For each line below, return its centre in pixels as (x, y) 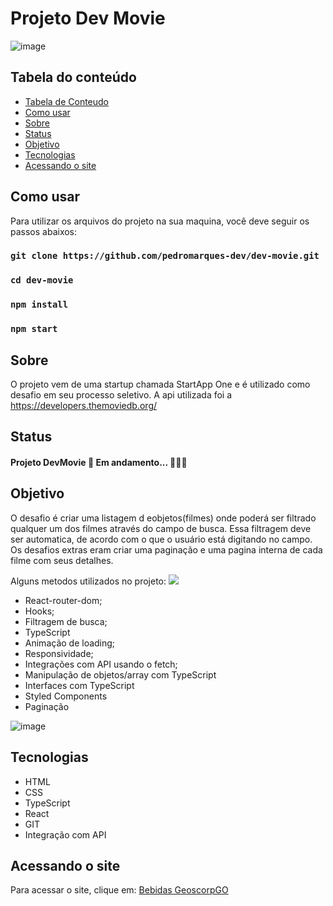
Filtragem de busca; (66, 621)
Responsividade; (59, 653)
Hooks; (39, 611)
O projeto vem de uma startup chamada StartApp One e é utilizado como (160, 384)
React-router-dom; (63, 600)
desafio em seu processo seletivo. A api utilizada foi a (121, 395)
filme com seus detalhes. (62, 560)
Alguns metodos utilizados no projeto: (88, 581)
